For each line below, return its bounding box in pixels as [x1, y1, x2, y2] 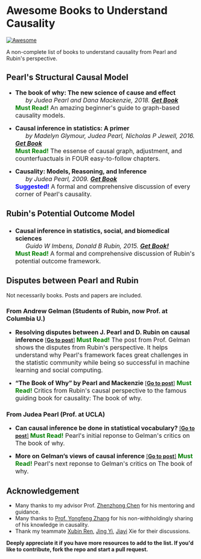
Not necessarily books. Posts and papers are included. [6, 291, 142, 299]
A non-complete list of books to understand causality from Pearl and [6, 48, 177, 55]
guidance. [14, 508, 40, 515]
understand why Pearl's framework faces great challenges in [14, 351, 188, 359]
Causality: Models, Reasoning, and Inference [14, 167, 147, 176]
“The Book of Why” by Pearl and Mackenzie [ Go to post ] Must [14, 379, 192, 388]
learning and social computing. [14, 366, 103, 374]
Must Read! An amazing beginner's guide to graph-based [14, 104, 180, 112]
